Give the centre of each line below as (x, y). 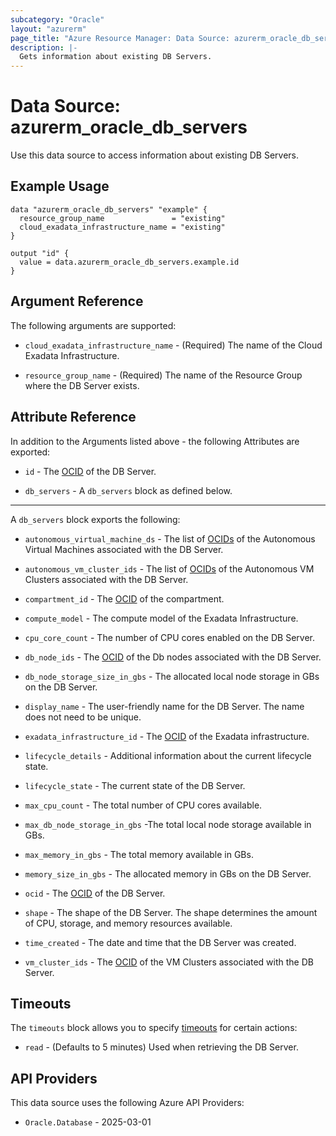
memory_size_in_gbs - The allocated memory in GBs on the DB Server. (168, 873)
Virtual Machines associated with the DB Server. (124, 549)
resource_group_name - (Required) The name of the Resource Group (163, 375)
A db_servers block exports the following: (95, 519)
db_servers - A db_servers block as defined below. (128, 490)
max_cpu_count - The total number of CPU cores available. (143, 805)
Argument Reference (77, 301)
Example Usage (60, 186)
